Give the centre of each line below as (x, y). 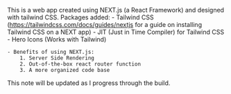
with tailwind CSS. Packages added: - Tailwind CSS (80, 17)
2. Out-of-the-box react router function (80, 64)
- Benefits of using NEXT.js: (51, 52)
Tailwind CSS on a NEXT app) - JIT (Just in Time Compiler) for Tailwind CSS (115, 32)
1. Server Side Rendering (57, 58)
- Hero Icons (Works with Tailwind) (57, 39)
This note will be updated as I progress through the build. (89, 83)
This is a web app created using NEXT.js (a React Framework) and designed (115, 10)
